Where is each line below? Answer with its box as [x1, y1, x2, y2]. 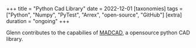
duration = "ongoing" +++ [6, 18, 70, 24]
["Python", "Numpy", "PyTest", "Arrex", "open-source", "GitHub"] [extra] [6, 11, 182, 18]
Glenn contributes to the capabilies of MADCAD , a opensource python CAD [6, 29, 190, 36]
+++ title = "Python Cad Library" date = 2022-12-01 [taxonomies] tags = [6, 5, 183, 12]
